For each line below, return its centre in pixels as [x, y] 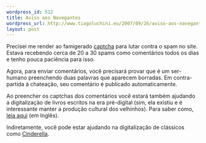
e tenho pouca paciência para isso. [51, 59]
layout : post [23, 29]
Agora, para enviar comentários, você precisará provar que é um [88, 71]
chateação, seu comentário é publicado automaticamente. [104, 84]
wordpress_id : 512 [30, 12]
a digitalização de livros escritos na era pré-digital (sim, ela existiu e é [94, 103]
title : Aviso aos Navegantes [44, 18]
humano [17, 78]
